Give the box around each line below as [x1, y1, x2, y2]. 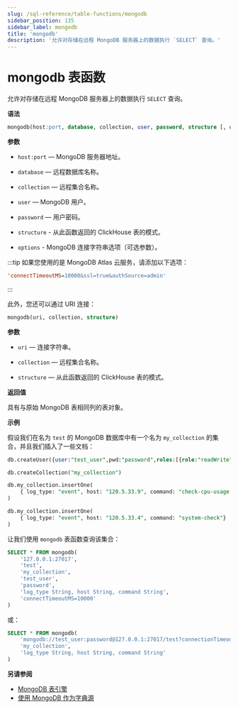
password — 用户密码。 [17, 212, 84, 221]
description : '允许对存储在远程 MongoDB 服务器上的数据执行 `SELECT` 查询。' [7, 37, 221, 44]
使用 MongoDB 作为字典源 [17, 693, 94, 702]
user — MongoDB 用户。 [17, 197, 90, 206]
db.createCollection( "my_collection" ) [7, 469, 122, 476]
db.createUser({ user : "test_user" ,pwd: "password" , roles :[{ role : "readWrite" [7, 456, 233, 463]
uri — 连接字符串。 [17, 342, 75, 351]
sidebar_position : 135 [7, 17, 74, 24]
